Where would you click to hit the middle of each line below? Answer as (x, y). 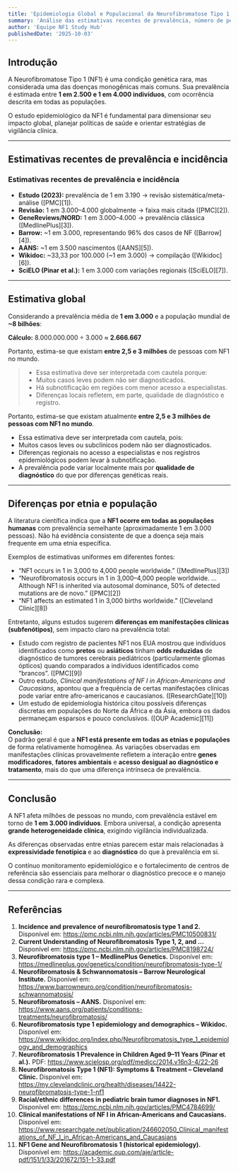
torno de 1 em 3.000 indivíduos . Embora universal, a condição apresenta (115, 823)
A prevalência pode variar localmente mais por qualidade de (106, 467)
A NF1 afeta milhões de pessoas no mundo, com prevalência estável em (113, 816)
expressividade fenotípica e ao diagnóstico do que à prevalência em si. (114, 852)
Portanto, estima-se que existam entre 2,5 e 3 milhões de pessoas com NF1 (119, 351)
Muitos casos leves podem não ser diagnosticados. (111, 380)
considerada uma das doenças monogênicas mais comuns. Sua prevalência (119, 87)
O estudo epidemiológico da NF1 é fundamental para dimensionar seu (109, 116)
